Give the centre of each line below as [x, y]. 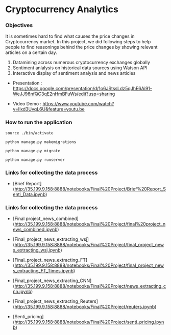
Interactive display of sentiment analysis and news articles [74, 73]
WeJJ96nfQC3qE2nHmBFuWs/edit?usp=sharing [64, 94]
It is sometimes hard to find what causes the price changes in [70, 36]
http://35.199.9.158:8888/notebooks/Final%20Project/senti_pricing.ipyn [89, 322]
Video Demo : [27, 104]
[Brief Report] [27, 184]
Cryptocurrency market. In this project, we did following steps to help [78, 42]
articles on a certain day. [31, 52]
